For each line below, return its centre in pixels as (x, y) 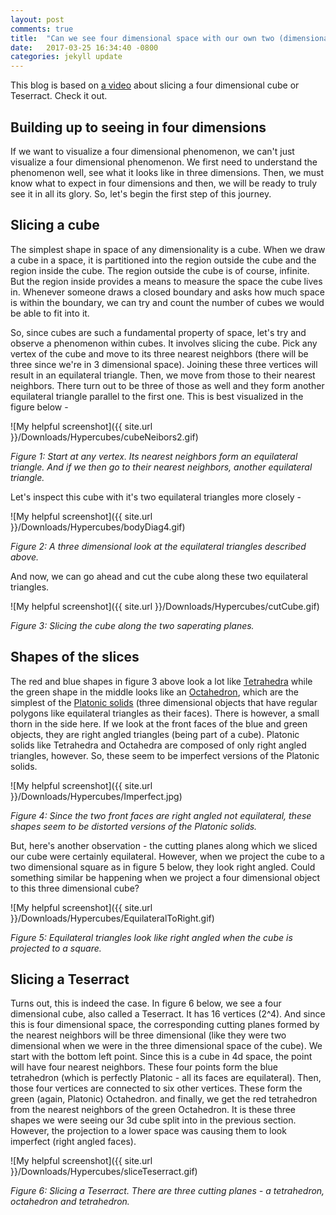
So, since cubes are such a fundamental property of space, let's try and (158, 332)
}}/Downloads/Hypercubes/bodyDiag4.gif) (98, 527)
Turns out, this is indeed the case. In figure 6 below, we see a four (146, 1003)
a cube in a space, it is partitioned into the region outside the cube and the (163, 260)
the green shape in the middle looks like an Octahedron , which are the (154, 692)
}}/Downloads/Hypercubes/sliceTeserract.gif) (104, 1172)
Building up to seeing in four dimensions (138, 127)
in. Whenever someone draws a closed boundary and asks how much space (167, 292)
